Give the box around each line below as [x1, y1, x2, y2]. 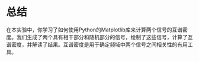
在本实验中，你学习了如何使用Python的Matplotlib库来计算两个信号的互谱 [6, 26, 182, 33]
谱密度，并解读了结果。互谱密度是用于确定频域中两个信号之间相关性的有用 [6, 41, 188, 48]
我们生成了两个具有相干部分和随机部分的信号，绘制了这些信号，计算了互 [16, 33, 193, 40]
